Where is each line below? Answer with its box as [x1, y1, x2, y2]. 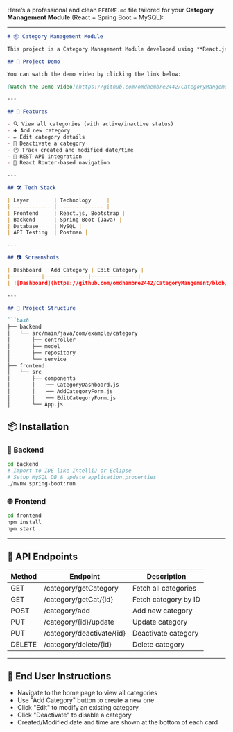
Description [146, 571, 187, 581]
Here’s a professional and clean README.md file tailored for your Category [7, 6, 214, 14]
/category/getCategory [44, 583, 119, 593]
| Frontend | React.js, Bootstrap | [7, 209, 126, 217]
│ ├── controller [7, 336, 76, 343]
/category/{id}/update [44, 617, 114, 627]
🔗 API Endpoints [7, 551, 78, 563]
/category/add [44, 606, 90, 616]
